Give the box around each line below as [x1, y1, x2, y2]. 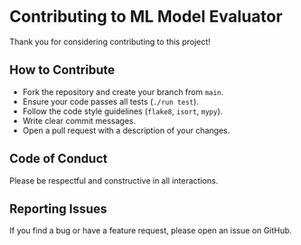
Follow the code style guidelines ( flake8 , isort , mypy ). [22, 106, 223, 117]
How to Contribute [9, 62, 116, 78]
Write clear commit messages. [22, 115, 136, 126]
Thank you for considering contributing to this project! [9, 36, 211, 47]
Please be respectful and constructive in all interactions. [9, 174, 219, 186]
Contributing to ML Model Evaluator [9, 6, 283, 27]
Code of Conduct [9, 151, 108, 166]
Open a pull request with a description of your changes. [22, 125, 230, 136]
